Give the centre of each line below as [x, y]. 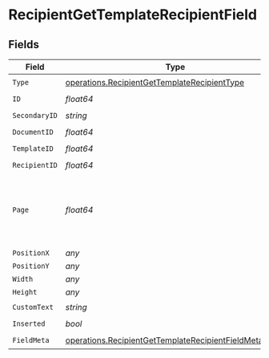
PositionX [31, 253]
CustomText [33, 307]
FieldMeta [31, 340]
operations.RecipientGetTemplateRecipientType [155, 82]
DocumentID [33, 132]
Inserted [29, 323]
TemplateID [33, 148]
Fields [24, 45]
